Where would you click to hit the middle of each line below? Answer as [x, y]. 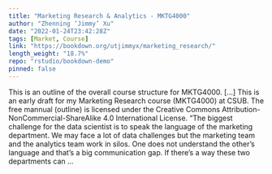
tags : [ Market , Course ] [49, 39]
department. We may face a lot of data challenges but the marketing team [132, 135]
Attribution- [241, 109]
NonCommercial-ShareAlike [55, 118]
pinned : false [32, 69]
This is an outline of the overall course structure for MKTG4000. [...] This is [134, 92]
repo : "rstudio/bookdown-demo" [61, 62]
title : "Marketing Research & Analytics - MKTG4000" [99, 16]
